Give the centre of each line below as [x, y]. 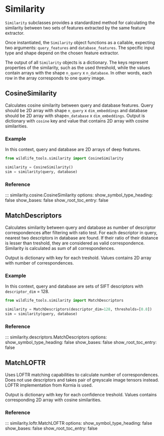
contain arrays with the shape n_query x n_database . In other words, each [79, 73]
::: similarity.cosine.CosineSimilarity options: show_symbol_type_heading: [79, 195]
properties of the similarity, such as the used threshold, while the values [78, 68]
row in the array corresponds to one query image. [55, 78]
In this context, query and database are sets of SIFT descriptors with [74, 286]
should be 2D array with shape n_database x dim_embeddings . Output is [75, 116]
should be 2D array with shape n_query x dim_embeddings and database [76, 110]
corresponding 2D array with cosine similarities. [53, 400]
